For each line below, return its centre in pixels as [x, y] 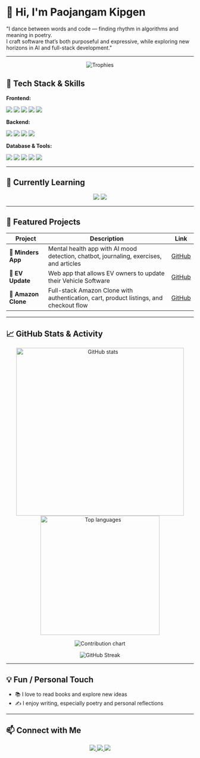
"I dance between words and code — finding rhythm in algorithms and [92, 29]
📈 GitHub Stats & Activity [54, 334]
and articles [65, 264]
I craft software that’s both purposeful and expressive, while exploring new [98, 41]
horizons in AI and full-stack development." [59, 48]
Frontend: [19, 98]
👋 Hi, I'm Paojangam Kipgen [76, 12]
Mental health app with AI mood [93, 249]
